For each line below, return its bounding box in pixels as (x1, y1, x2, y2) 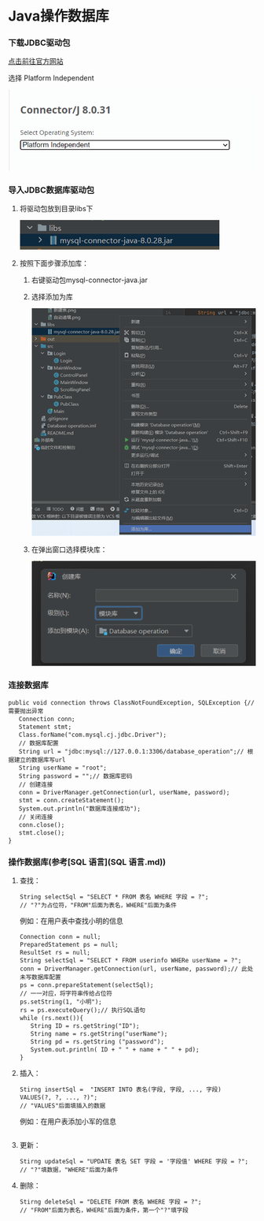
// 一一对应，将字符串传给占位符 (19, 990, 112, 998)
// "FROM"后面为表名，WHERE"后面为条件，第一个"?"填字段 (19, 1207, 189, 1215)
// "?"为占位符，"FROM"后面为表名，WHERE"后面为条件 (19, 902, 177, 910)
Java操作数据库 (8, 7, 109, 25)
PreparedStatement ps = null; (19, 941, 119, 949)
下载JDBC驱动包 (8, 37, 71, 48)
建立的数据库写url (13, 756, 66, 764)
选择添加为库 (31, 292, 73, 302)
